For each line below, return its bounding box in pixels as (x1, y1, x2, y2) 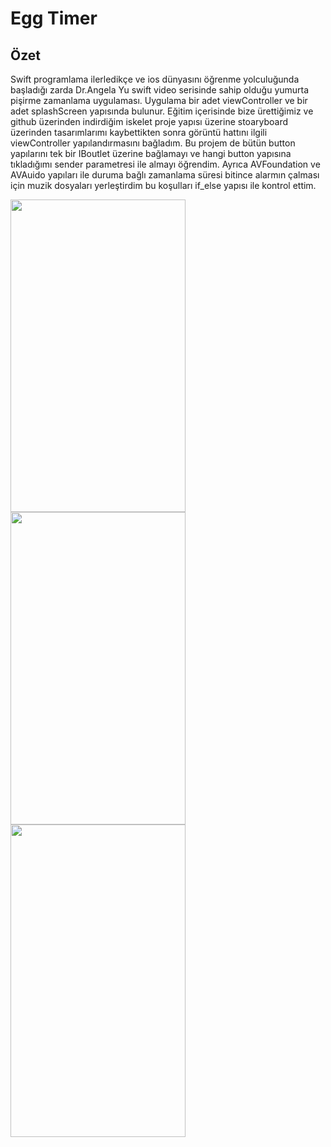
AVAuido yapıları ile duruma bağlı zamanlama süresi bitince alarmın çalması (10, 169, 320, 181)
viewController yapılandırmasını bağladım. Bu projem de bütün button (10, 137, 296, 149)
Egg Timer (10, 7, 98, 30)
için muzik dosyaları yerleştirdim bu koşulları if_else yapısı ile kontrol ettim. (10, 180, 317, 191)
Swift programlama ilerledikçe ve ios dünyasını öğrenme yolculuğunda (10, 73, 300, 85)
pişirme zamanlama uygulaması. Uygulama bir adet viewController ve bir (10, 95, 308, 106)
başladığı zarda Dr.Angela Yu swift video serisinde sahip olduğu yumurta (10, 84, 310, 96)
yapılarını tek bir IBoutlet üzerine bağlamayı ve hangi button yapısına (10, 148, 292, 159)
